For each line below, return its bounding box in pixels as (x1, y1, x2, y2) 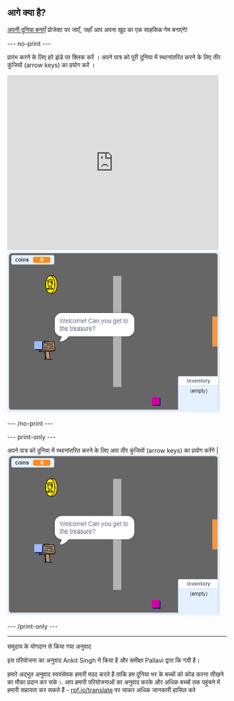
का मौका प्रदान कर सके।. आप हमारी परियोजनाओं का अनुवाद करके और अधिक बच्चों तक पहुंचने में (7, 677, 221, 686)
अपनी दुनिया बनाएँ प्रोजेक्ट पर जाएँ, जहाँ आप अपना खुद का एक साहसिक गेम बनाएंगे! (7, 25, 188, 33)
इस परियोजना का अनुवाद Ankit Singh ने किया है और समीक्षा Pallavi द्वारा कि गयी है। (7, 656, 201, 664)
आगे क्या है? (7, 7, 47, 19)
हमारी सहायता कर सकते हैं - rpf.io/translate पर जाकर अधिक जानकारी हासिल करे (7, 686, 196, 694)
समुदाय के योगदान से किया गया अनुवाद (7, 642, 92, 650)
